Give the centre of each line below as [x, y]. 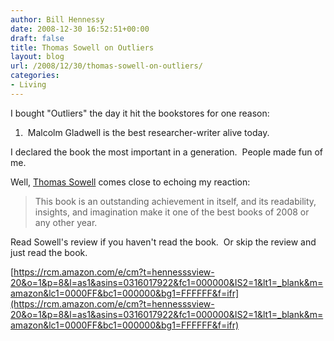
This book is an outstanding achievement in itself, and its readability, [175, 201]
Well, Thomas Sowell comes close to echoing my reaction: [130, 182]
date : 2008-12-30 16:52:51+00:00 [80, 29]
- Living [28, 85]
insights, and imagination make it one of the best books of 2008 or [172, 212]
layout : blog [37, 57]
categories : [35, 76]
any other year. [66, 222]
